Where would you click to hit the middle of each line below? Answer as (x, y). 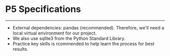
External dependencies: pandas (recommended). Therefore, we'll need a (88, 27)
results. (20, 49)
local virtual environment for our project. (55, 33)
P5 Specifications (43, 9)
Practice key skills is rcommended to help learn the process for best (83, 43)
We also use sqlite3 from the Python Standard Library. (69, 38)
